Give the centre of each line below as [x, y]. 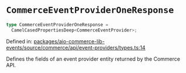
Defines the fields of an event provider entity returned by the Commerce [93, 59]
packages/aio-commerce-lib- [69, 41]
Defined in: [19, 41]
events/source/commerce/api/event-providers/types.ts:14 [76, 47]
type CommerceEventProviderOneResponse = [57, 25]
